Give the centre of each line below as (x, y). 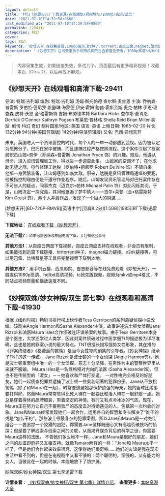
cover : (12, 37)
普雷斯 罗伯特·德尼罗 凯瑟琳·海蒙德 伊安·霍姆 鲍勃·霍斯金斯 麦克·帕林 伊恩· (79, 108)
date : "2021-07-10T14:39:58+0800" (41, 19)
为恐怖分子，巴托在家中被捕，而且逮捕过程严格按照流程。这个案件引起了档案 (82, 149)
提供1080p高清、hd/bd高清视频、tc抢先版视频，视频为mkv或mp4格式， (82, 275)
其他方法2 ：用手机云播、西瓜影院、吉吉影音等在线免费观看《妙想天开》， (79, 269)
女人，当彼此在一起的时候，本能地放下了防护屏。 (55, 462)
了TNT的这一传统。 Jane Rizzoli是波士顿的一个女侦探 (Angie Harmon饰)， (80, 357)
